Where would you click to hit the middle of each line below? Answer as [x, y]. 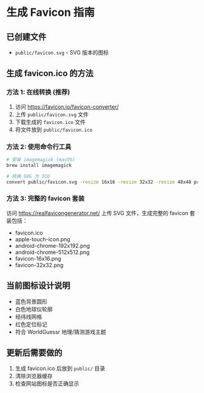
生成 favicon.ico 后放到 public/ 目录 [60, 369]
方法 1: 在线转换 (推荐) [38, 92]
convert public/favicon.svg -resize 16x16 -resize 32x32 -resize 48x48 [99, 182]
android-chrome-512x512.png [52, 252]
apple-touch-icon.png [43, 239]
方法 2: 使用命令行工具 [39, 146]
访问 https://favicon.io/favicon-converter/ [67, 106]
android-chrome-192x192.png [52, 245]
